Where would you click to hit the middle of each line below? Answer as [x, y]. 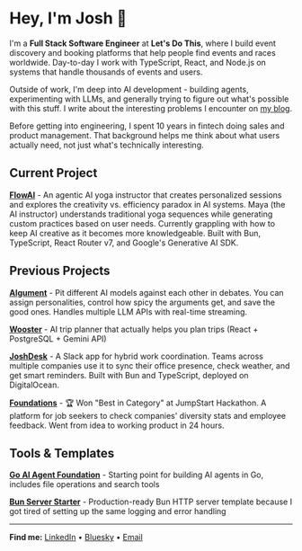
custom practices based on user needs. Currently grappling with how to [142, 223]
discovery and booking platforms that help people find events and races [142, 52]
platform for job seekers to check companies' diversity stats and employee [148, 415]
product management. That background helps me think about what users [145, 135]
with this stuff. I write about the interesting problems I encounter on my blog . [151, 108]
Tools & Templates [62, 453]
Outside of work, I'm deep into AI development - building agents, [129, 89]
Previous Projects [60, 271]
